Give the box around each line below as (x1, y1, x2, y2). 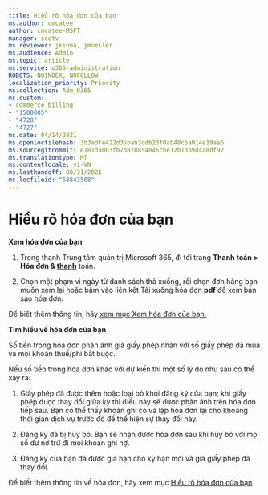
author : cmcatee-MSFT (8, 26, 81, 34)
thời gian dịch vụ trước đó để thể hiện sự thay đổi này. (19, 414, 198, 424)
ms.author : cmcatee (8, 19, 74, 27)
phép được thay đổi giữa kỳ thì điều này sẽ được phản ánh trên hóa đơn (19, 396, 257, 406)
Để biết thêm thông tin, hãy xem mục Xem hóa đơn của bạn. (8, 309, 207, 319)
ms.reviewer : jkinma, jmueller (8, 42, 113, 50)
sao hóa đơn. (19, 294, 64, 303)
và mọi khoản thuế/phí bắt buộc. (8, 348, 116, 358)
